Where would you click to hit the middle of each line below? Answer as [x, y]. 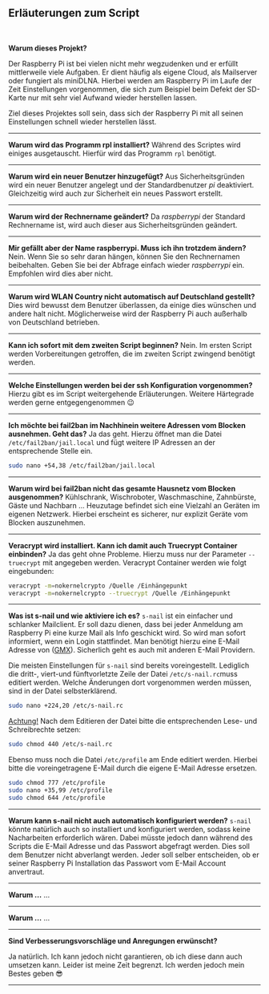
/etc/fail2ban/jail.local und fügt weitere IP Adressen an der [112, 442]
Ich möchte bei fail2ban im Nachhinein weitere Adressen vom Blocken [127, 425]
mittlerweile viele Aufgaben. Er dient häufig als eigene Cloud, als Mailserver [133, 72]
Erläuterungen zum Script [74, 13]
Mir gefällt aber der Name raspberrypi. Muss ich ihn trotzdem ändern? [127, 248]
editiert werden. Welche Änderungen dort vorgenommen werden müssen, [130, 683]
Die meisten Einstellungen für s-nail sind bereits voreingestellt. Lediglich [129, 665]
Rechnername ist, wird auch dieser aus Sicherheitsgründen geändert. [123, 224]
